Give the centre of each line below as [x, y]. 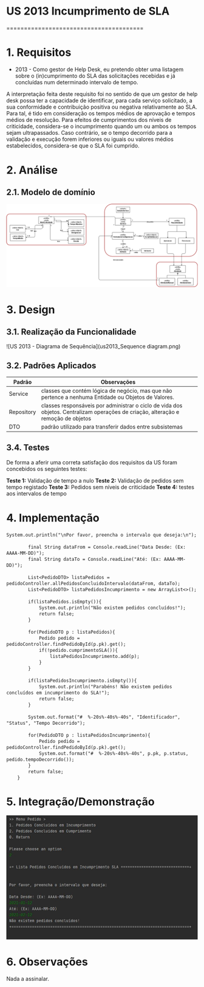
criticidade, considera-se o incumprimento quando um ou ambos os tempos [101, 126]
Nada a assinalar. [28, 979]
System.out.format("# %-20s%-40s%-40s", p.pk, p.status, [114, 753]
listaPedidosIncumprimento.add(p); [94, 656]
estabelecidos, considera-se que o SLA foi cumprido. [73, 145]
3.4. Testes [28, 448]
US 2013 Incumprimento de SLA [88, 11]
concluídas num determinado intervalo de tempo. [76, 82]
